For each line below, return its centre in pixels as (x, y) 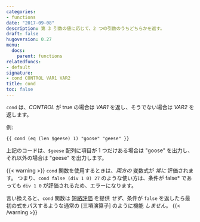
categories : (21, 12)
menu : (13, 45)
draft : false (22, 34)
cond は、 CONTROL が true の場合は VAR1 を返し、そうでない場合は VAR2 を (100, 107)
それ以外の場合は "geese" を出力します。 (57, 158)
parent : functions (40, 56)
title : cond (21, 84)
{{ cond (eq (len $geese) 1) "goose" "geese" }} (68, 138)
